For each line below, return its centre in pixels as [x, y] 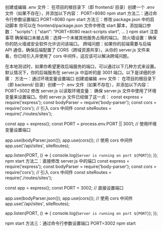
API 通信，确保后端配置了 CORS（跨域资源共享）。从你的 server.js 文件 [75, 50]
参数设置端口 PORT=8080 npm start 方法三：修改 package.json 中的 [82, 19]
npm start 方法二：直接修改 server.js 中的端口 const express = [67, 161]
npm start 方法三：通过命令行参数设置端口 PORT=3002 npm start [71, 223]
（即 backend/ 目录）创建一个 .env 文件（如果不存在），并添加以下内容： [78, 85]
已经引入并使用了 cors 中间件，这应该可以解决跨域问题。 [74, 56]
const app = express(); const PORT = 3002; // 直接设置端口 [64, 188]
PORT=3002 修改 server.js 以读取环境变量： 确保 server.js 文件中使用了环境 [81, 91]
